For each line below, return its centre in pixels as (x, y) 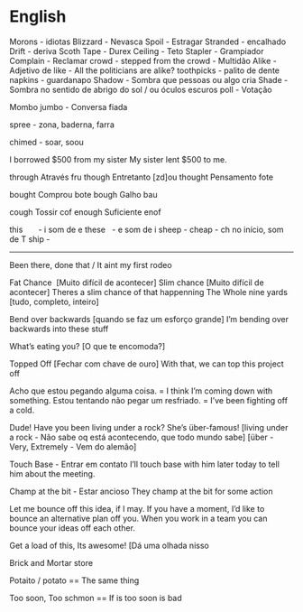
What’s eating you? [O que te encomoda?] (87, 346)
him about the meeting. (52, 473)
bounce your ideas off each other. (72, 528)
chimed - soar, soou (46, 142)
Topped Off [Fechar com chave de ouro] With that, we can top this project (147, 364)
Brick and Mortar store (51, 562)
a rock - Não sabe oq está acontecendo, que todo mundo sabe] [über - (142, 437)
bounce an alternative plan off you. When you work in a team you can (138, 518)
